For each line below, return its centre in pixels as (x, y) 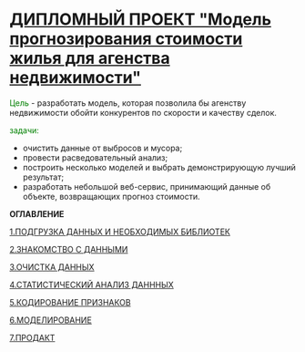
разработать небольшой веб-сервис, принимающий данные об (147, 186)
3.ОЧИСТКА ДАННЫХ (52, 267)
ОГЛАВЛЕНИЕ (37, 213)
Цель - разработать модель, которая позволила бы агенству (128, 103)
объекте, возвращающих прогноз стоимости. (111, 196)
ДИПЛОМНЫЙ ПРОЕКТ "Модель (140, 20)
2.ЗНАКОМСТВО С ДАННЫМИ (69, 249)
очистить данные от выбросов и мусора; (102, 148)
